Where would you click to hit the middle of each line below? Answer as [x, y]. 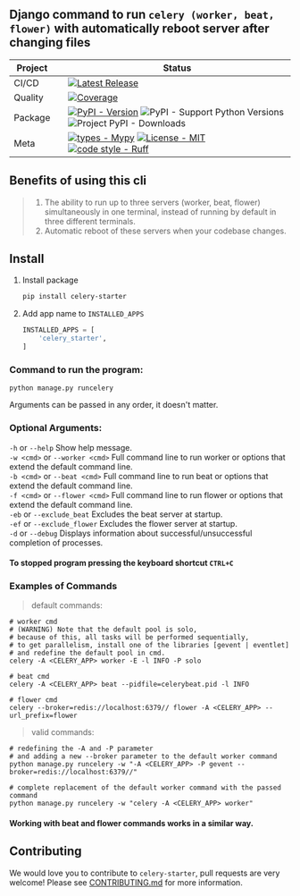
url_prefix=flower [43, 716]
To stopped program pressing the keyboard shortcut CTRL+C [121, 563]
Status [177, 68]
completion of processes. [56, 542]
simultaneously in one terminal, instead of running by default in [160, 211]
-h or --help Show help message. [71, 447]
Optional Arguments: [56, 428]
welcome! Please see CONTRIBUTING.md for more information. [126, 882]
